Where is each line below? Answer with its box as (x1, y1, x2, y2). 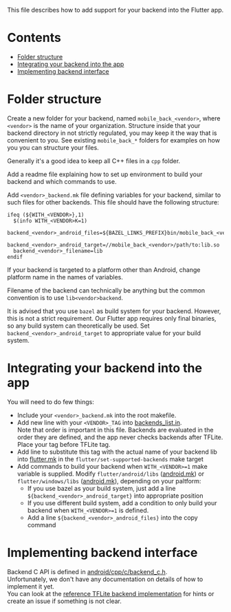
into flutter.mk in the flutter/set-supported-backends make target (16, 454, 204, 463)
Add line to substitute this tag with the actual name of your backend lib (16, 447, 218, 456)
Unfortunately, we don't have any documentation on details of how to (7, 575, 203, 583)
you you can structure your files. (7, 143, 100, 151)
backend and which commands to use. (7, 177, 117, 185)
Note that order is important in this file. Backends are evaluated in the (16, 425, 214, 434)
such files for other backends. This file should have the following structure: (7, 198, 219, 206)
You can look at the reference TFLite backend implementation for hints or (7, 589, 214, 598)
